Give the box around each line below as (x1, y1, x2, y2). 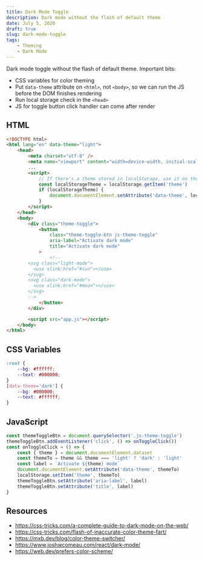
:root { (6, 360, 26, 367)
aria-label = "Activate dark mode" (49, 238, 134, 244)
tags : (6, 37, 20, 43)
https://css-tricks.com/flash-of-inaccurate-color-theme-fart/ (14, 528, 167, 536)
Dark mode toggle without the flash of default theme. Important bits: (6, 65, 176, 72)
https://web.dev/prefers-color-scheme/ (14, 548, 114, 555)
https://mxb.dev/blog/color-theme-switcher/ (14, 535, 126, 542)
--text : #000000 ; (17, 371, 61, 378)
